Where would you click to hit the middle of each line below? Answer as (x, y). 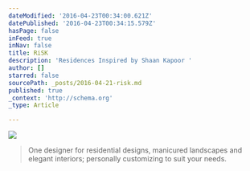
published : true (35, 90)
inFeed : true (30, 38)
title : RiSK (28, 53)
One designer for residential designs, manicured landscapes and (135, 150)
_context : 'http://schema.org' (61, 98)
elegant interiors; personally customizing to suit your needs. (127, 159)
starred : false (34, 75)
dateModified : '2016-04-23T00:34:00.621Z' (80, 16)
